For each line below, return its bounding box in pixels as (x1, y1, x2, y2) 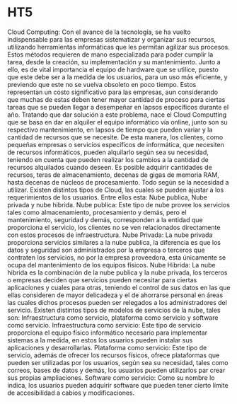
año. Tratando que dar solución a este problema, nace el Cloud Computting (7, 110, 227, 119)
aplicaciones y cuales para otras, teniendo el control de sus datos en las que (7, 283, 231, 292)
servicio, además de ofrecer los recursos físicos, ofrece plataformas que (7, 351, 220, 359)
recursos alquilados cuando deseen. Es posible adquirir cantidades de (7, 163, 212, 171)
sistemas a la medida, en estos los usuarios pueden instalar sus (7, 335, 193, 344)
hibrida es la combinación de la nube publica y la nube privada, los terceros (7, 268, 228, 277)
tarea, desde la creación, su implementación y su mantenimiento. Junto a (7, 57, 221, 66)
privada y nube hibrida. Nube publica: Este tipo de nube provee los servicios (7, 200, 230, 209)
